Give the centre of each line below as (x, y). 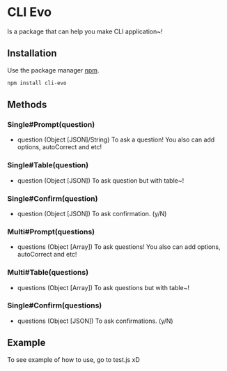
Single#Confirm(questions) (55, 305)
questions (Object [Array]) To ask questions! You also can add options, (119, 247)
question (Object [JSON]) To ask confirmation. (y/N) (92, 213)
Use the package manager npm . (53, 70)
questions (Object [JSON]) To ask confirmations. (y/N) (95, 321)
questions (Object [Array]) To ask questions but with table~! (103, 287)
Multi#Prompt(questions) (51, 232)
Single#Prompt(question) (51, 124)
